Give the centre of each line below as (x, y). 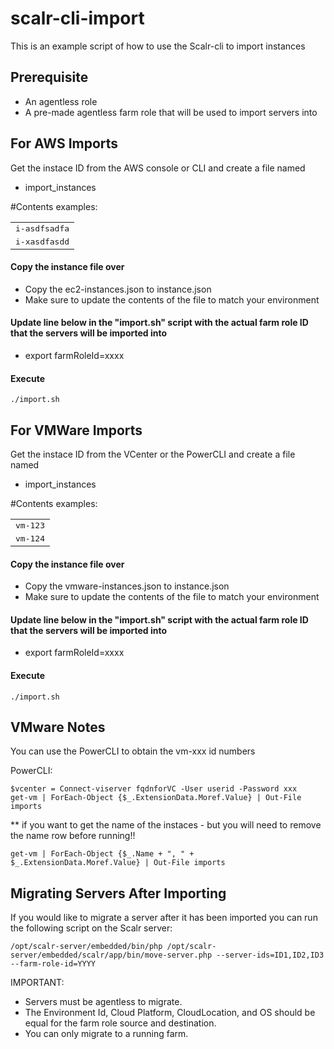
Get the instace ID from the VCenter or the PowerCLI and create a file (153, 454)
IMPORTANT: (37, 983)
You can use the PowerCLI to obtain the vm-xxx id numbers (133, 751)
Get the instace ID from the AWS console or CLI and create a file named (158, 168)
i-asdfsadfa (42, 228)
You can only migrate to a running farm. (106, 1034)
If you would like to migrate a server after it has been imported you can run (164, 918)
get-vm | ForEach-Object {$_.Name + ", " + (102, 854)
